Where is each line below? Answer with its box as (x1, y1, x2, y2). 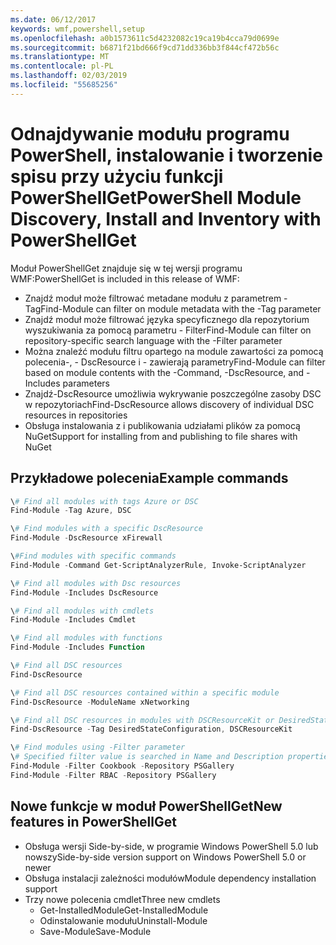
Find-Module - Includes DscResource (10, 587, 159, 598)
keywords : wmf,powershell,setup (10, 24, 145, 34)
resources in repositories (24, 409, 128, 421)
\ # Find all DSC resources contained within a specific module (10, 687, 280, 698)
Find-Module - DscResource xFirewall (10, 533, 163, 543)
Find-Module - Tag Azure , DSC (10, 506, 132, 516)
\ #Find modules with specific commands (10, 551, 177, 561)
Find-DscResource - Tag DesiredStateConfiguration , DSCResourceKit (10, 724, 293, 735)
